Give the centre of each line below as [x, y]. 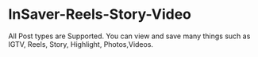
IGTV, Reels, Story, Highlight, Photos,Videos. [81, 44]
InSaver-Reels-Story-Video [100, 14]
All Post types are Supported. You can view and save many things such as [129, 36]
